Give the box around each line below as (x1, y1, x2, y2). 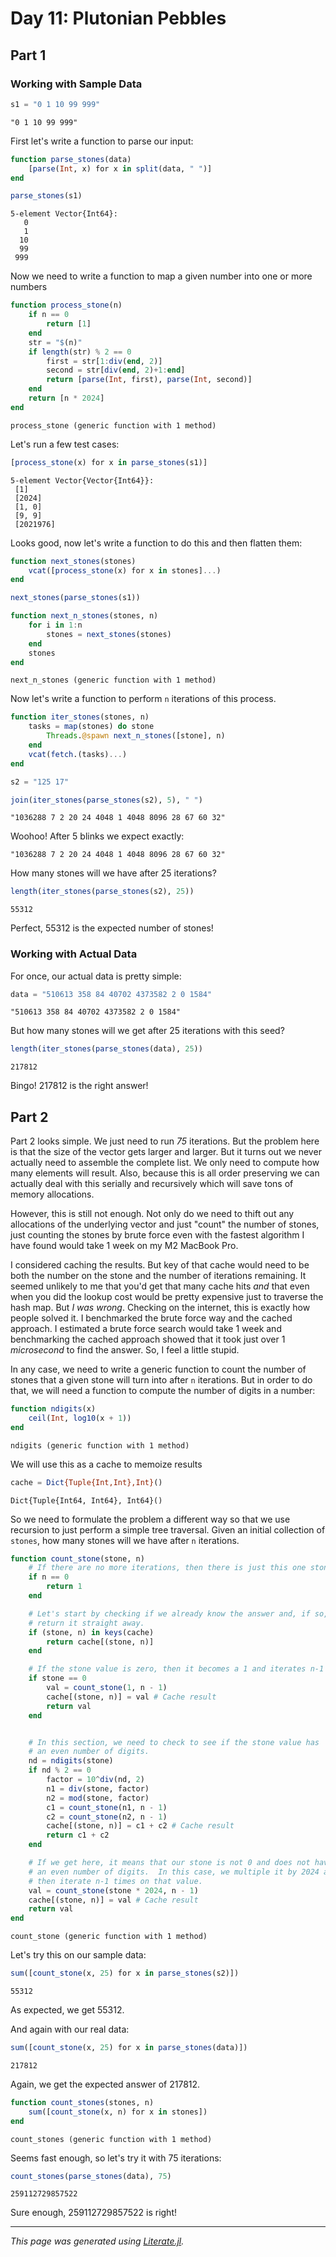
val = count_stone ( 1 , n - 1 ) (46, 1683, 168, 1693)
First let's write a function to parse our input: (10, 135, 194, 147)
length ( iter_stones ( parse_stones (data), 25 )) (10, 1044, 203, 1054)
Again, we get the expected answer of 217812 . (10, 2078, 201, 2090)
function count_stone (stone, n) (10, 1553, 145, 1564)
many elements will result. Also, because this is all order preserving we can (10, 1167, 320, 1179)
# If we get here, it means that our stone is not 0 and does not (28, 1858, 311, 1868)
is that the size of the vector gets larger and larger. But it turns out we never (10, 1146, 322, 1158)
